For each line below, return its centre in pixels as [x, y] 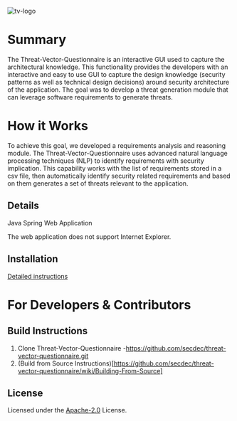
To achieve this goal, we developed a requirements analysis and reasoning [117, 145]
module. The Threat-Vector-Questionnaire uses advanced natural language [117, 153]
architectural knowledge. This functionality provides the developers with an [118, 67]
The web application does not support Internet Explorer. [89, 236]
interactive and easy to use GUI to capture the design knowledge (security [116, 74]
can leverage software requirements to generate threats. [90, 97]
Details [23, 206]
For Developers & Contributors [99, 305]
